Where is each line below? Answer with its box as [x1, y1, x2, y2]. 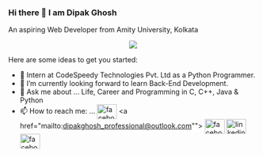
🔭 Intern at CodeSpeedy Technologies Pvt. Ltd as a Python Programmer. [19, 70, 256, 80]
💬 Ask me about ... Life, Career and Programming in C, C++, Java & [19, 87, 239, 97]
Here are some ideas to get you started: [8, 55, 139, 65]
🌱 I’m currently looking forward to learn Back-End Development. [19, 79, 228, 88]
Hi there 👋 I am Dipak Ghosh [8, 7, 117, 18]
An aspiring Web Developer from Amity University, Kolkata [8, 25, 199, 35]
